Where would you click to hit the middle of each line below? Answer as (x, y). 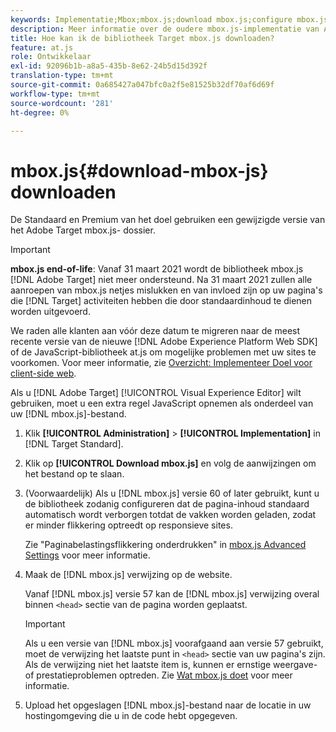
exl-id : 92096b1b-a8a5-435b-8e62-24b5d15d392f (109, 66)
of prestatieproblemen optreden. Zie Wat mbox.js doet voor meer (158, 675)
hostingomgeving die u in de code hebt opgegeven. (131, 716)
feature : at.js (42, 47)
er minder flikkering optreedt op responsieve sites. (128, 525)
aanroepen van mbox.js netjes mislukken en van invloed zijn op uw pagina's (166, 290)
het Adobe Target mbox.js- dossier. (83, 230)
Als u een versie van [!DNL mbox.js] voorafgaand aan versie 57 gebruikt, (174, 643)
